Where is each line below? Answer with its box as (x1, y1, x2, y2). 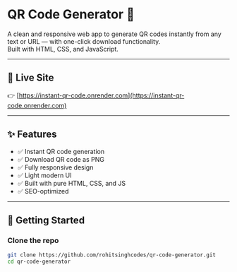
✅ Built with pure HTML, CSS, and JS (17, 179, 126, 187)
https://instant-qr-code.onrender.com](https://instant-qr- (18, 91, 185, 100)
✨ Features (7, 129, 57, 141)
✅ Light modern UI (17, 171, 72, 179)
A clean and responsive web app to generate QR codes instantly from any (7, 30, 222, 38)
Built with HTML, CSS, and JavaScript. (7, 45, 119, 53)
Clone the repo (7, 235, 59, 245)
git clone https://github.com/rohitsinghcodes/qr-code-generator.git (7, 252, 217, 259)
